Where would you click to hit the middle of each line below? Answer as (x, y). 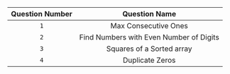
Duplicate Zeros (149, 60)
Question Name (149, 14)
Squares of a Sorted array (149, 49)
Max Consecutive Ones (149, 26)
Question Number (42, 14)
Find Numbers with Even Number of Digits (149, 37)
